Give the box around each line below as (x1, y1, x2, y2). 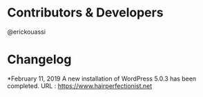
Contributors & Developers (7, 5, 164, 21)
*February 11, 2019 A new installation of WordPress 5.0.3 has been (7, 74, 197, 83)
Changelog (7, 52, 72, 67)
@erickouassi (7, 28, 46, 36)
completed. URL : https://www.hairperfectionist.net (7, 81, 153, 90)
